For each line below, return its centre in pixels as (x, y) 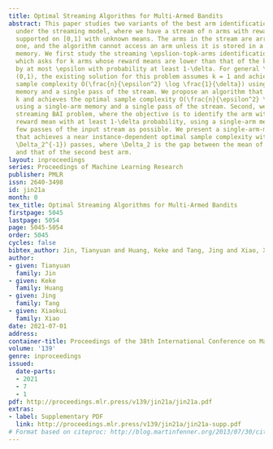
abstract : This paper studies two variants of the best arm (113, 24)
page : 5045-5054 (36, 228)
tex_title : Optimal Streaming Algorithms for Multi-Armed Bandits (123, 205)
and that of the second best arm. (74, 152)
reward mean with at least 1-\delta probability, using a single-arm (136, 122)
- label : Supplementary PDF (56, 417)
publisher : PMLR (36, 175)
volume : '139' (32, 349)
